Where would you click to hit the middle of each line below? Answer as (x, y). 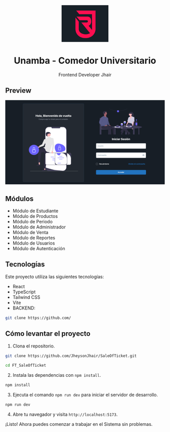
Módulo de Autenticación (39, 249)
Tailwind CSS (26, 297)
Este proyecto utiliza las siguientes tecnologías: (55, 277)
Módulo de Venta (30, 232)
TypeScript (24, 292)
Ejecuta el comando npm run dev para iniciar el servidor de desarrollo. (85, 395)
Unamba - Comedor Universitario (85, 61)
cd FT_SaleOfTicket (26, 366)
